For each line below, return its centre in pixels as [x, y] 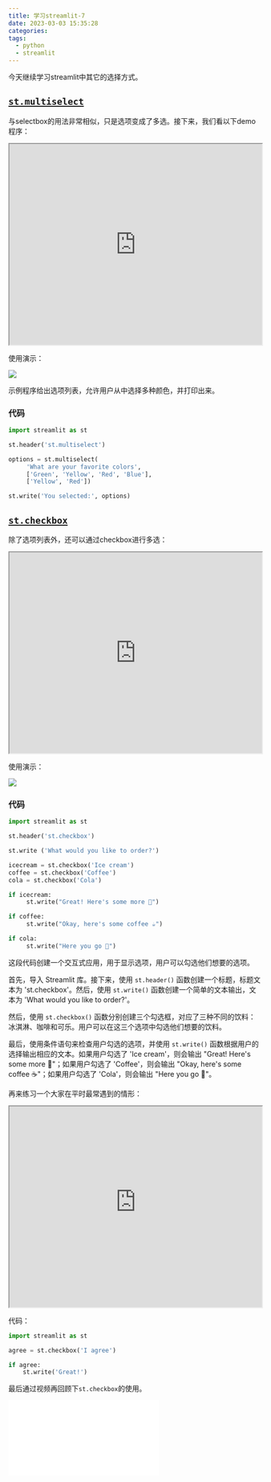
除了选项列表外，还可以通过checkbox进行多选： [88, 540]
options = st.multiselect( [53, 459]
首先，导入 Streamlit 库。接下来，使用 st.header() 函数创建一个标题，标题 [131, 979]
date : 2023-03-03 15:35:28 [53, 23]
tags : [17, 38]
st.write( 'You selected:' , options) [69, 496]
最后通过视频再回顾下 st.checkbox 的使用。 [77, 1389]
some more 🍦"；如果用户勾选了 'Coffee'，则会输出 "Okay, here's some [125, 1064]
